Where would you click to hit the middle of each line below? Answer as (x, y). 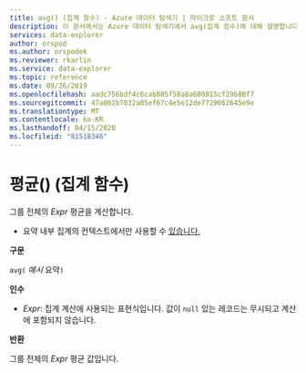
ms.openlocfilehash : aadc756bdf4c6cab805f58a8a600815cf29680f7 (132, 94)
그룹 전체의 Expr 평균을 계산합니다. (71, 212)
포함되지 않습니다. (64, 319)
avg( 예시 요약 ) (37, 269)
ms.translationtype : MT (55, 111)
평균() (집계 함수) (70, 185)
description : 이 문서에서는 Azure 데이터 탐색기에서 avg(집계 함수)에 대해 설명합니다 (154, 26)
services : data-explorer (56, 35)
